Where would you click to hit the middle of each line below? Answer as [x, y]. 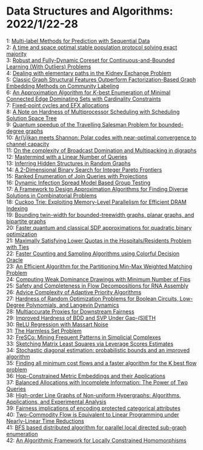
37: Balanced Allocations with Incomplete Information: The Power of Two [97, 382]
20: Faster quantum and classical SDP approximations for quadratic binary [99, 227]
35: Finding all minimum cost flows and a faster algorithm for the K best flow [101, 363]
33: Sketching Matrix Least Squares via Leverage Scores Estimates [90, 343]
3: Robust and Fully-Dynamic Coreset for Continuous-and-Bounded [91, 60]
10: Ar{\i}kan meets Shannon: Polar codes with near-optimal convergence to [101, 137]
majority [17, 53]
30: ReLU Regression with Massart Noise [57, 324]
